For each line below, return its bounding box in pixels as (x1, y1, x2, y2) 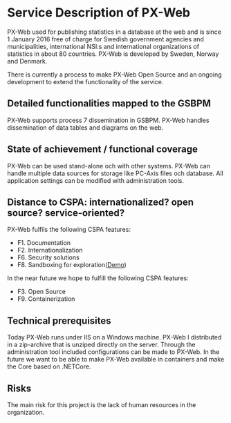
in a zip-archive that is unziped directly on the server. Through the (7, 340, 196, 349)
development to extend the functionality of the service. (7, 77, 164, 86)
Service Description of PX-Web (7, 5, 190, 21)
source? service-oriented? (7, 207, 125, 219)
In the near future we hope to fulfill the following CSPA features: (7, 274, 189, 282)
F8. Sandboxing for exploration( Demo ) (17, 261, 127, 269)
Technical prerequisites (7, 315, 112, 326)
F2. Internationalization (17, 246, 83, 255)
